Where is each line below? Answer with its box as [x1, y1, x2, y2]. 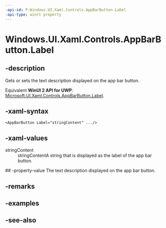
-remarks [5, 182, 35, 190]
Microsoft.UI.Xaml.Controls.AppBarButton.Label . [5, 92, 104, 98]
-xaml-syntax [5, 107, 49, 115]
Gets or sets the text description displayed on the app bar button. [5, 77, 140, 83]
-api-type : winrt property [5, 12, 61, 17]
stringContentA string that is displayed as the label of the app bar [17, 152, 152, 158]
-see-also [5, 216, 36, 224]
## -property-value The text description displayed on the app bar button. [5, 167, 156, 173]
